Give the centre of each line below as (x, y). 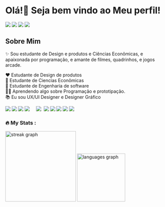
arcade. (13, 65)
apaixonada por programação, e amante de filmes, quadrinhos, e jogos (80, 59)
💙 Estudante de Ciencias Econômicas (45, 80)
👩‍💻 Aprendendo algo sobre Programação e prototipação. (65, 91)
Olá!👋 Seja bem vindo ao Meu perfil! (83, 11)
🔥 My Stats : (21, 122)
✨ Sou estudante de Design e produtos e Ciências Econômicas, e (74, 54)
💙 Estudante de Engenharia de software (47, 86)
